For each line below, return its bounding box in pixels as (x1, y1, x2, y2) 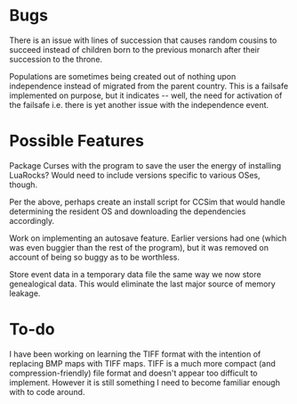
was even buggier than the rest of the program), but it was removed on (9, 242, 269, 252)
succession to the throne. (9, 54, 103, 64)
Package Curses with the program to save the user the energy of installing (9, 160, 282, 170)
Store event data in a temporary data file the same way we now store (9, 268, 261, 279)
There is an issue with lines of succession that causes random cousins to (9, 35, 277, 45)
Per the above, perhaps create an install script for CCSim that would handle (9, 196, 286, 207)
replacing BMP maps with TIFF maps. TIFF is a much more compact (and (9, 358, 276, 368)
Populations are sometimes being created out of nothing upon (9, 70, 237, 81)
